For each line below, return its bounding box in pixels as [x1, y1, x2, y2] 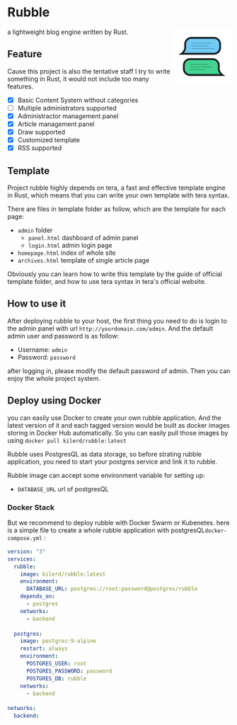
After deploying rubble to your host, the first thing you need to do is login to [7, 316, 228, 325]
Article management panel [17, 120, 96, 128]
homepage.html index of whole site [17, 249, 116, 257]
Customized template [17, 136, 80, 144]
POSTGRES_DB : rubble [25, 675, 87, 682]
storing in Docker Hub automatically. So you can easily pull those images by [7, 428, 229, 437]
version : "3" [7, 548, 46, 555]
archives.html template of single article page [17, 256, 150, 264]
